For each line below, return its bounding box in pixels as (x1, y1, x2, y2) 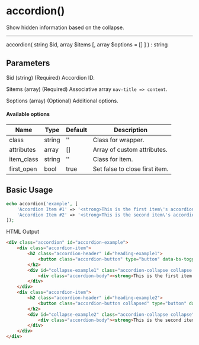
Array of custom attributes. (92, 145, 168, 153)
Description (113, 126, 148, 134)
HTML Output (6, 228, 40, 236)
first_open (9, 165, 37, 173)
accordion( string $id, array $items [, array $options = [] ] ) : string (6, 40, 168, 48)
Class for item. (92, 155, 133, 163)
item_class (9, 155, 38, 163)
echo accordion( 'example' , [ (6, 200, 78, 206)
